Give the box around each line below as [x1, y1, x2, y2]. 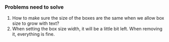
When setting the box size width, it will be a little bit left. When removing [12, 26, 162, 32]
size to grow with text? [12, 20, 59, 26]
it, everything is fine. [12, 31, 55, 37]
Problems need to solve [5, 4, 64, 11]
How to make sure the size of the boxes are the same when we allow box [12, 15, 164, 21]
